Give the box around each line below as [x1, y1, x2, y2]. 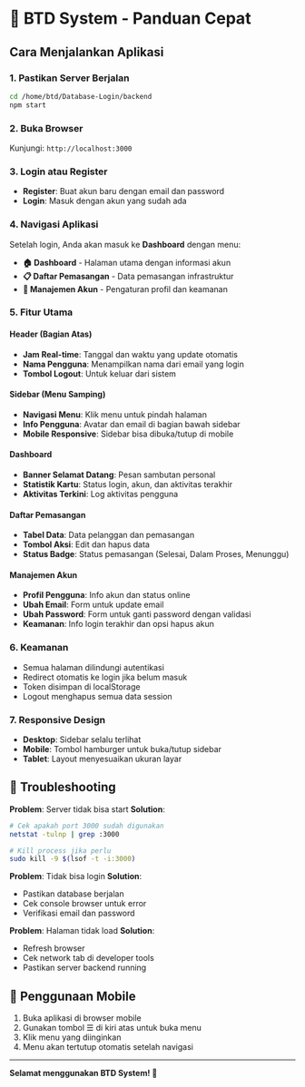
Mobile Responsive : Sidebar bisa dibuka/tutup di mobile [22, 428, 234, 439]
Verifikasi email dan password [22, 907, 135, 919]
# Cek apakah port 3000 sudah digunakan [9, 821, 165, 830]
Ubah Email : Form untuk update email [22, 599, 164, 611]
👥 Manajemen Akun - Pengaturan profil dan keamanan [22, 283, 229, 294]
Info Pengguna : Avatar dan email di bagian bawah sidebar [22, 418, 241, 429]
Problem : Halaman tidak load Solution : [9, 925, 155, 936]
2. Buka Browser [9, 122, 84, 134]
